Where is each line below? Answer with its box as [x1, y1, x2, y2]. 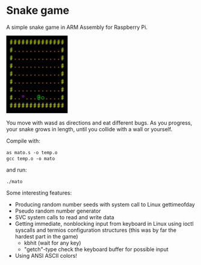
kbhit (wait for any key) [23, 239, 81, 246]
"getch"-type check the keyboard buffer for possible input [23, 245, 169, 253]
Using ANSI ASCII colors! [14, 252, 77, 259]
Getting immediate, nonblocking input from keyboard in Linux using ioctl [14, 220, 194, 227]
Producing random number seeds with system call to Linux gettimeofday [14, 201, 196, 208]
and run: [6, 166, 27, 173]
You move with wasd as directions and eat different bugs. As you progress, [6, 119, 193, 126]
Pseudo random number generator [14, 207, 101, 214]
